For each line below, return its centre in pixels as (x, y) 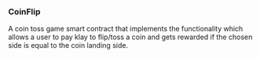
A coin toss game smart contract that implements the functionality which (126, 29)
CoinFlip (24, 12)
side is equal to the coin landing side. (68, 45)
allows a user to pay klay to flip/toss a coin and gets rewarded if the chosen (130, 37)
